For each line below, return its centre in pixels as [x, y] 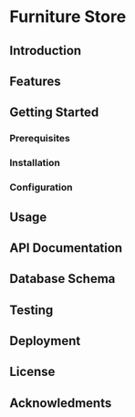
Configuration [41, 187]
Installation [35, 163]
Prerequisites [40, 139]
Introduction [46, 51]
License [32, 372]
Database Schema [62, 279]
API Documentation [66, 248]
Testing [31, 310]
